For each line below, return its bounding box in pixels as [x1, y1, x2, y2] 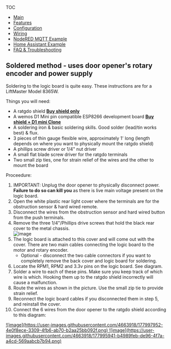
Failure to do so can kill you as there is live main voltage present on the [13, 187, 163, 193]
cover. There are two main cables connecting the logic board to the [13, 241, 154, 248]
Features [13, 20, 32, 25]
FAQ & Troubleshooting [13, 47, 62, 52]
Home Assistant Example [13, 41, 66, 47]
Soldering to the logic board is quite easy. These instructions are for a [6, 83, 152, 89]
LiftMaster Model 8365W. [6, 88, 59, 94]
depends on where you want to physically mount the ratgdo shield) [13, 140, 154, 147]
